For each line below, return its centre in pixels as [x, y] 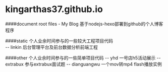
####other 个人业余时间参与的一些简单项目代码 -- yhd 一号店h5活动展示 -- [83, 58]
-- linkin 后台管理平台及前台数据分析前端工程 [52, 47]
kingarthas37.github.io [54, 9]
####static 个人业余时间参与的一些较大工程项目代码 [59, 41]
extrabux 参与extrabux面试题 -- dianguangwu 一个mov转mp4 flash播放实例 [84, 64]
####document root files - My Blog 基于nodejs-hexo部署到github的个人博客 [84, 24]
